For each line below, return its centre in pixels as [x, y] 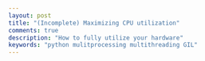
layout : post [30, 15]
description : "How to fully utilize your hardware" [96, 38]
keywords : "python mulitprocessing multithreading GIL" [103, 45]
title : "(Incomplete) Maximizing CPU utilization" [94, 23]
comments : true [34, 30]
